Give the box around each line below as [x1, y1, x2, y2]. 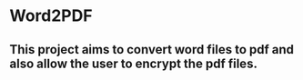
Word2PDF [9, 5, 93, 26]
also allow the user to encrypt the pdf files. [9, 55, 258, 71]
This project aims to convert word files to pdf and [9, 42, 294, 57]
